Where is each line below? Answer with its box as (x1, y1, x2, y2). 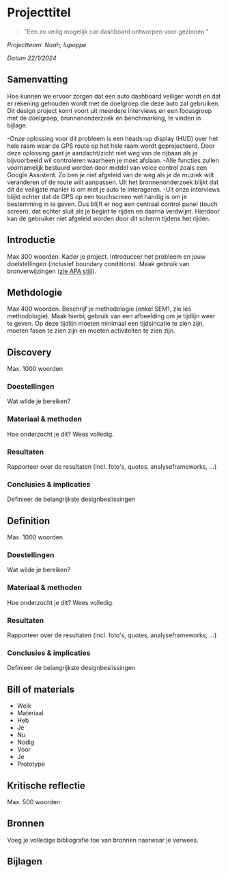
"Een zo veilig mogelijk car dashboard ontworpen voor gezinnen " (23, 27, 210, 36)
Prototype (16, 760, 46, 768)
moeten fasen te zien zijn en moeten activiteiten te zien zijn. (7, 326, 175, 335)
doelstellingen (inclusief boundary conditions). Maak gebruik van (7, 259, 190, 268)
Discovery (7, 346, 52, 358)
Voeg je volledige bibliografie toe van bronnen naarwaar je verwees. (7, 836, 199, 844)
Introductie (7, 234, 56, 246)
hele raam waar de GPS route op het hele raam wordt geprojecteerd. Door (7, 142, 215, 150)
